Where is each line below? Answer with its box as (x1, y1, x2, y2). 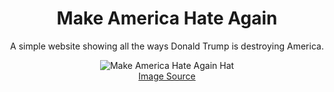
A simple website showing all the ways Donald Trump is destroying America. (10, 40, 324, 52)
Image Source (138, 70, 196, 82)
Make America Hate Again (56, 7, 278, 30)
